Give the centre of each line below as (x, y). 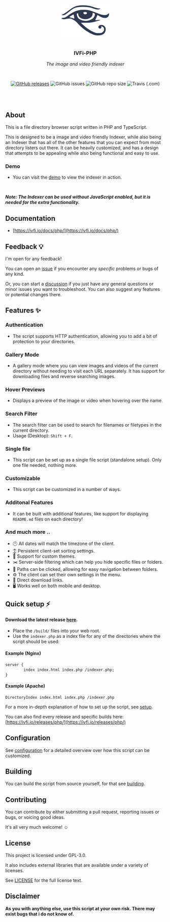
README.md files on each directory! (47, 519)
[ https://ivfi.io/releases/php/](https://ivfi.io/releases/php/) (65, 722)
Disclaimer (23, 896)
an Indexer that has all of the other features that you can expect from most (83, 143)
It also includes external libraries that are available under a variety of (77, 865)
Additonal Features (29, 502)
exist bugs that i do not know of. (40, 914)
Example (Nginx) (23, 653)
